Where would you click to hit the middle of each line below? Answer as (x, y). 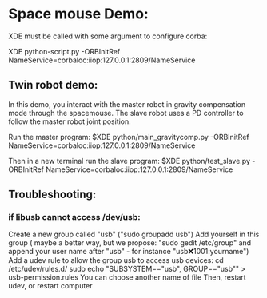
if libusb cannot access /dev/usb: (75, 217)
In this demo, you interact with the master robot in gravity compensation (127, 104)
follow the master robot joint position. (70, 121)
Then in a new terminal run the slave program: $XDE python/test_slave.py (129, 161)
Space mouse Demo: (79, 14)
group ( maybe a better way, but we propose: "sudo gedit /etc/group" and (130, 243)
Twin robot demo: (53, 85)
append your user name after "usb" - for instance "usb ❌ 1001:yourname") (129, 252)
